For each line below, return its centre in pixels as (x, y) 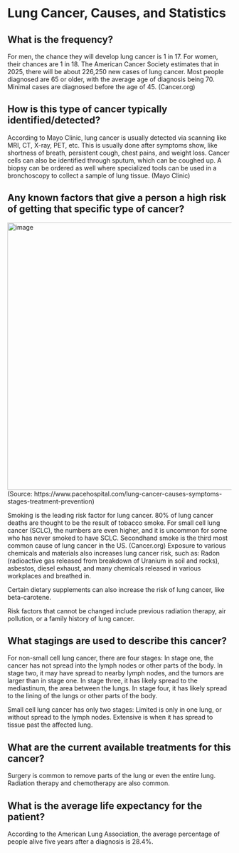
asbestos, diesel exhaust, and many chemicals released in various (104, 568)
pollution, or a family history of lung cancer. (71, 618)
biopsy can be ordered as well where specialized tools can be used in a (112, 168)
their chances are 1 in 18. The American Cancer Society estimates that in (113, 64)
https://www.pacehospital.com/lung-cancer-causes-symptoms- (128, 494)
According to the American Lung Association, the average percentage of (114, 834)
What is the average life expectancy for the (105, 806)
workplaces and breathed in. (49, 576)
